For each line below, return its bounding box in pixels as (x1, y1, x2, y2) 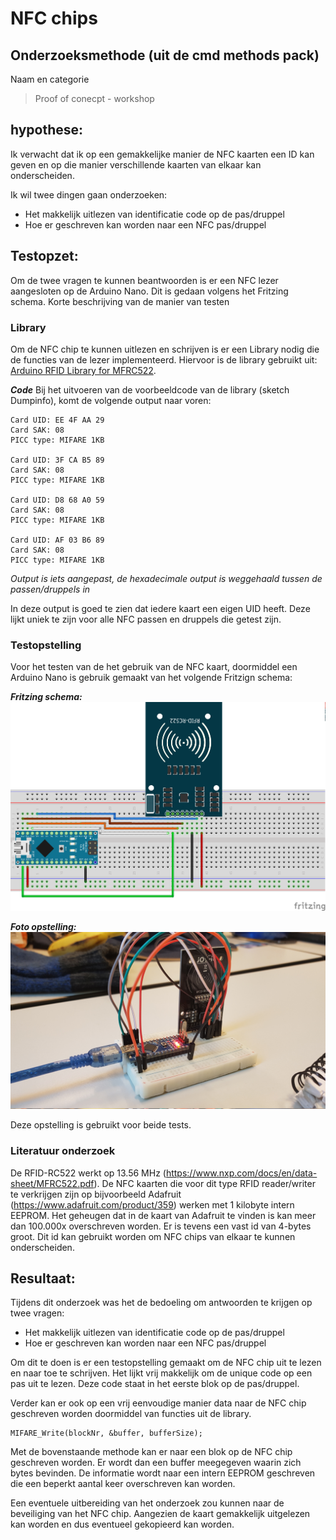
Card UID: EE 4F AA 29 (10, 415, 105, 425)
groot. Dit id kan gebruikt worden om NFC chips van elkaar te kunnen (10, 1230, 296, 1242)
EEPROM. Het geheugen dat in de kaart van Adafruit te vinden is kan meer (10, 1209, 317, 1221)
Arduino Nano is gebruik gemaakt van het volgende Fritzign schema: (10, 672, 293, 684)
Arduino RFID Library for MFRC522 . (10, 364, 157, 376)
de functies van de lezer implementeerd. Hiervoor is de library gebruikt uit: (10, 353, 318, 366)
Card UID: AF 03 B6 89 (10, 535, 105, 545)
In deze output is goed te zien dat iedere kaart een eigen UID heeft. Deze (10, 602, 311, 614)
